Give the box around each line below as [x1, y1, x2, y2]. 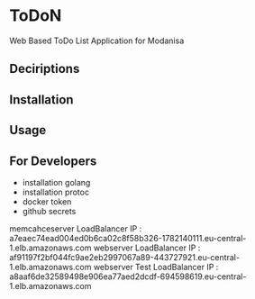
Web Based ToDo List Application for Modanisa [9, 35, 185, 46]
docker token [22, 195, 72, 207]
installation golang [22, 177, 91, 187]
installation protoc [22, 186, 90, 197]
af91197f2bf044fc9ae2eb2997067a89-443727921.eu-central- [9, 251, 241, 262]
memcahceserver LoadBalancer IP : [9, 222, 142, 234]
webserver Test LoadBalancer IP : [93, 261, 219, 272]
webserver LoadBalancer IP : [93, 242, 201, 253]
